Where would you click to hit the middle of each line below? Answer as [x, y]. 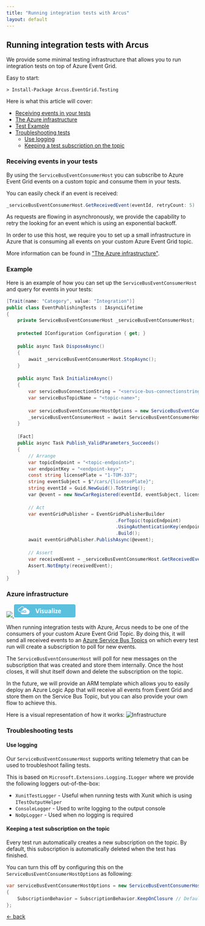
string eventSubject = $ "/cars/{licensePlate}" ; [91, 482]
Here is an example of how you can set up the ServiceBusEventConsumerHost [102, 283]
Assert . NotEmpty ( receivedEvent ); [71, 566]
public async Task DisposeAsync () [61, 346]
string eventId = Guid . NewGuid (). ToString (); [87, 488]
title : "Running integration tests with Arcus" [68, 13]
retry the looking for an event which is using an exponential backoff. [92, 223]
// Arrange [42, 456]
